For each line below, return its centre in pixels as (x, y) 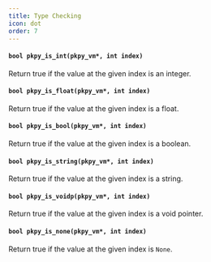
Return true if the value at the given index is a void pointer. (106, 214)
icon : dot (25, 24)
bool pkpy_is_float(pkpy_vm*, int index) (80, 91)
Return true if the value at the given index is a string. (96, 178)
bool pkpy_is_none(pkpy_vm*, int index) (78, 231)
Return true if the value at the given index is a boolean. (100, 144)
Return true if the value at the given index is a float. (94, 108)
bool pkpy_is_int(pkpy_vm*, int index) (76, 56)
